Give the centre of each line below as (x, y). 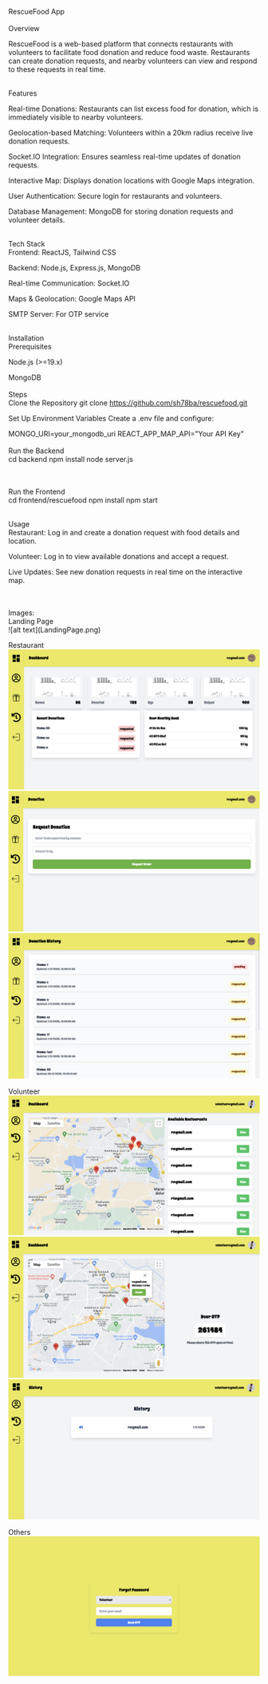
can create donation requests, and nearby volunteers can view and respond (133, 61)
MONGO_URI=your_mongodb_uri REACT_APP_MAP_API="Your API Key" (126, 434)
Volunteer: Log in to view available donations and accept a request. (118, 556)
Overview (24, 28)
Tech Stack (27, 244)
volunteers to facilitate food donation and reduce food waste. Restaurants (129, 52)
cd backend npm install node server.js (71, 459)
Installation (26, 338)
